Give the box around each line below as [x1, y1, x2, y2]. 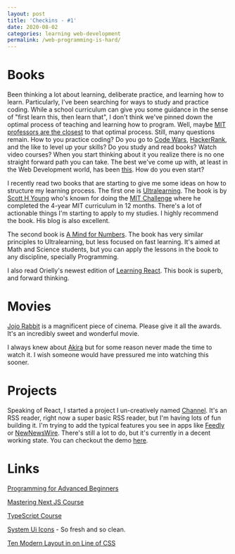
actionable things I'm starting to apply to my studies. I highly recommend [7, 209, 219, 217]
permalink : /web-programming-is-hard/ [7, 37, 121, 44]
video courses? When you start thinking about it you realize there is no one [7, 150, 224, 159]
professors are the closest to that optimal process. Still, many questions [7, 128, 215, 136]
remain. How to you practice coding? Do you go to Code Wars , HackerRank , [7, 136, 227, 144]
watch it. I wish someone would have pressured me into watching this [7, 351, 209, 359]
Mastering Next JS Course [7, 498, 84, 506]
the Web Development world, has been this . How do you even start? [7, 165, 205, 174]
